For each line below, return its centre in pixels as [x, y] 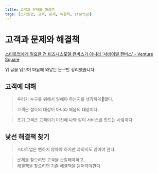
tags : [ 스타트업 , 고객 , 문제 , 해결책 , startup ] [49, 14]
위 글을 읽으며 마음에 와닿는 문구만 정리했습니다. [51, 70]
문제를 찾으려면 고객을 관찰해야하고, [51, 160]
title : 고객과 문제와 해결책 [30, 10]
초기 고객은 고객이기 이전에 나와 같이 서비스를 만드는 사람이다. [75, 120]
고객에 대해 [21, 86]
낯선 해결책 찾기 [27, 137]
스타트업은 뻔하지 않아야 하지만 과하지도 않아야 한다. [66, 150]
